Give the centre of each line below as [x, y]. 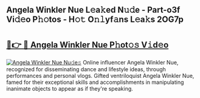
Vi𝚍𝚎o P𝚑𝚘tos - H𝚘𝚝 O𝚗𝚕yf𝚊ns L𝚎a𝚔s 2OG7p [95, 20]
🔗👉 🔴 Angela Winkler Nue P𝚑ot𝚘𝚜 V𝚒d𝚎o [88, 45]
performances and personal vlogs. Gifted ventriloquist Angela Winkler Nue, [100, 76]
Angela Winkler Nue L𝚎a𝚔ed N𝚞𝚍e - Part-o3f [93, 10]
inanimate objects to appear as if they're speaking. [70, 89]
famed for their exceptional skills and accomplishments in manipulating [95, 82]
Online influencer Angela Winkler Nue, [131, 62]
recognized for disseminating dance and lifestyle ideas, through [86, 69]
